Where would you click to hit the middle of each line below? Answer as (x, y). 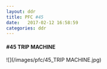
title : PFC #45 (25, 17)
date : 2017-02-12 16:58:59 (42, 22)
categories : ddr (26, 28)
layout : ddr (21, 11)
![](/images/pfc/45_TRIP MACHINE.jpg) (54, 60)
